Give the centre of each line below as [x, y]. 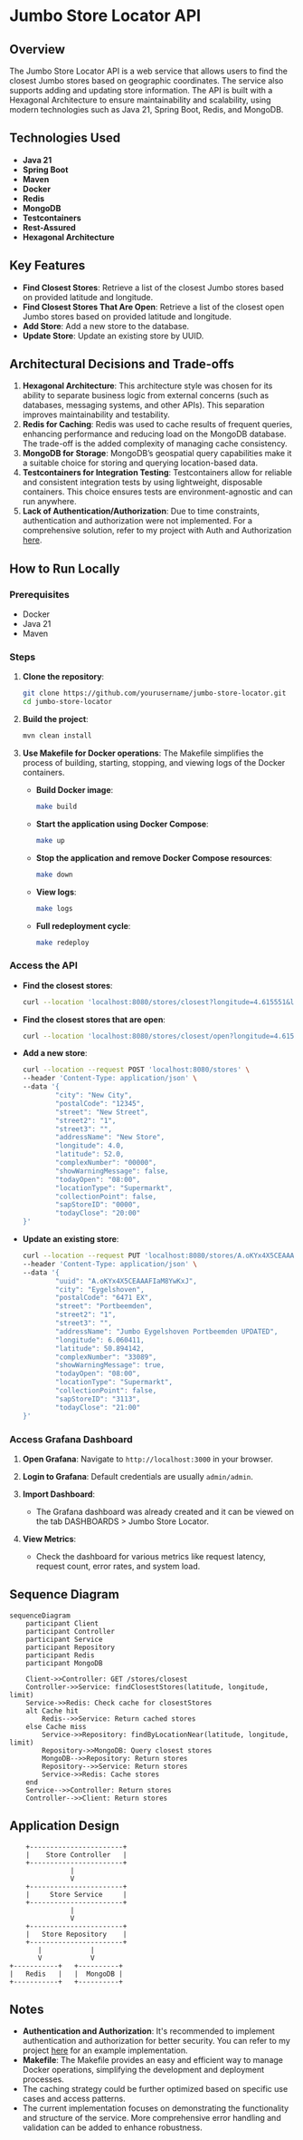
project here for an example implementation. [105, 2050]
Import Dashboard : [59, 1494]
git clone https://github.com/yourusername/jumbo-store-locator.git [154, 694]
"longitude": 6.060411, [100, 1340]
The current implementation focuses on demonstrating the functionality [156, 2108]
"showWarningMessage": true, [110, 1365]
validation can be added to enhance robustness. [113, 2127]
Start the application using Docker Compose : [123, 824]
